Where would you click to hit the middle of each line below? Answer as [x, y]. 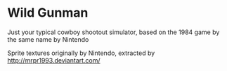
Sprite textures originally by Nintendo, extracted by [81, 53]
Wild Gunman [48, 13]
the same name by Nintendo [48, 39]
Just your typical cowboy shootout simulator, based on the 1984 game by [113, 32]
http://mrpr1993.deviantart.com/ [54, 60]
